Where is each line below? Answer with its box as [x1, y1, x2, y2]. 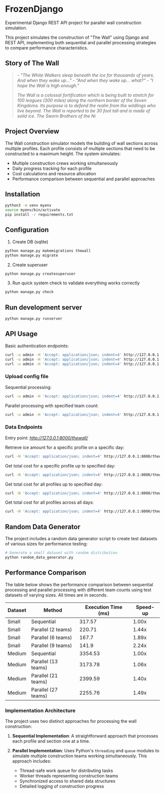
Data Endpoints [5, 424, 43, 431]
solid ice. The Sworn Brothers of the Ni [17, 113, 96, 119]
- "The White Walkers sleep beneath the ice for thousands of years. [17, 72, 155, 78]
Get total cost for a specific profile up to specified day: [5, 463, 115, 468]
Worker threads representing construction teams [19, 772, 118, 779]
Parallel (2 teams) [31, 626, 72, 633]
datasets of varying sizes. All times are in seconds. [5, 592, 108, 598]
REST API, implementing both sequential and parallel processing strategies [5, 39, 156, 45]
